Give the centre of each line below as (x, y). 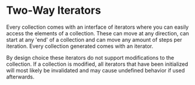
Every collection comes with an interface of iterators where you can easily (97, 27)
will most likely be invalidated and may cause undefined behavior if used (96, 70)
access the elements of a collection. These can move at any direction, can (98, 33)
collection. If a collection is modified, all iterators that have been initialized (97, 64)
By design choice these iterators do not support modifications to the (90, 57)
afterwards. (20, 77)
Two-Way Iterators (54, 10)
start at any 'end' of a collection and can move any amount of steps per (94, 40)
